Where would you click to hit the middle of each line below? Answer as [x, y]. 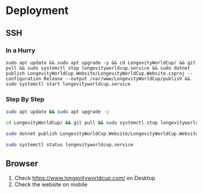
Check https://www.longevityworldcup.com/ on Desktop [85, 178]
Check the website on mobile [51, 185]
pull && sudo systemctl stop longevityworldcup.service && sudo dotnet [98, 68]
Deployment [37, 11]
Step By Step [25, 99]
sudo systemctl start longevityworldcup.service [68, 84]
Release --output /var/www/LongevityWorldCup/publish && [117, 79]
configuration [24, 79]
